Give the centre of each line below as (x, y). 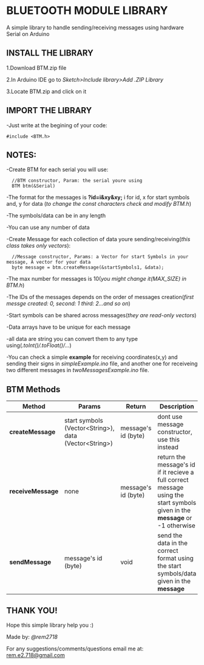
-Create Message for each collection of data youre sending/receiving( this (98, 239)
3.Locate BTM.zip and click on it (46, 91)
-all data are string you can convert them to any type (72, 339)
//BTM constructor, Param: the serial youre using (77, 181)
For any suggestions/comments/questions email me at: (75, 649)
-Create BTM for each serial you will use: (57, 170)
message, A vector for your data (49, 262)
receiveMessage (34, 491)
